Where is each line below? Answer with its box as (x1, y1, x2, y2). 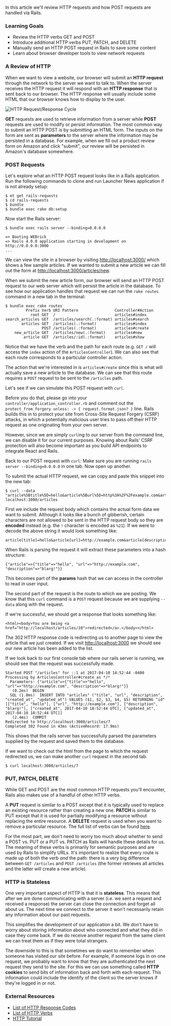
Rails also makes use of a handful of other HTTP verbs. (5, 792, 121, 798)
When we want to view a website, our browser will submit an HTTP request (5, 74, 164, 80)
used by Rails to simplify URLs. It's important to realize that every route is (5, 850, 159, 856)
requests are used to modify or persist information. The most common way (5, 121, 162, 127)
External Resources (5, 993, 55, 1000)
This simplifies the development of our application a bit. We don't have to (5, 922, 159, 928)
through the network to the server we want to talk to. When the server (5, 80, 152, 86)
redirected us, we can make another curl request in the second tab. (5, 753, 148, 759)
